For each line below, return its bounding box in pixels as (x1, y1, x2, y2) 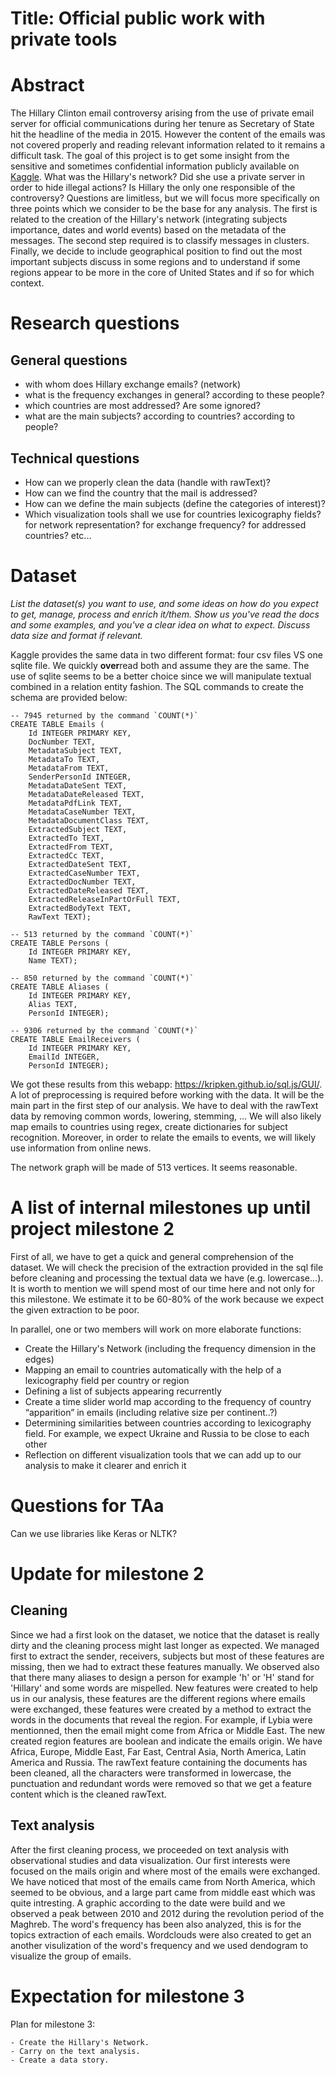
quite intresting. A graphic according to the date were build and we (10, 1897, 286, 1909)
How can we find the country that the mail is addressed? (24, 487, 258, 499)
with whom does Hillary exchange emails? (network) (24, 378, 241, 391)
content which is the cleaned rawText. (10, 1788, 167, 1800)
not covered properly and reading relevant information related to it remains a (10, 139, 326, 151)
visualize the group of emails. (10, 1950, 132, 1962)
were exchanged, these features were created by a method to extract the (10, 1703, 312, 1715)
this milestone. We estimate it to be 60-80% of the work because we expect (10, 1293, 325, 1305)
